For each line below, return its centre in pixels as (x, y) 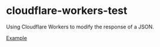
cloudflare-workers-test (67, 11)
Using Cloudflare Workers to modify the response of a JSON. (80, 27)
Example (17, 38)
